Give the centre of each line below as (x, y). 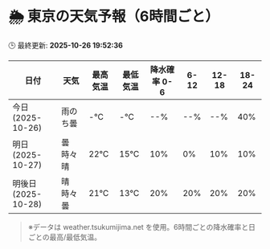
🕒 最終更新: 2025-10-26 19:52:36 (65, 45)
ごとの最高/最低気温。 (65, 237)
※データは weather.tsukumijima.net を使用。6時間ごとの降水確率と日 (141, 227)
